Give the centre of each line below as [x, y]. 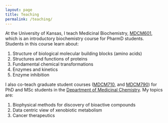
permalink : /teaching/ [29, 19]
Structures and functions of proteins [50, 59]
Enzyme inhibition [31, 75]
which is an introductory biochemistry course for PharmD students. [75, 38]
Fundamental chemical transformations [53, 64]
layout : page [19, 10]
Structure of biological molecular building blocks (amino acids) [77, 53]
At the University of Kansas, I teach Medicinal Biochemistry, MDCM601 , [79, 33]
